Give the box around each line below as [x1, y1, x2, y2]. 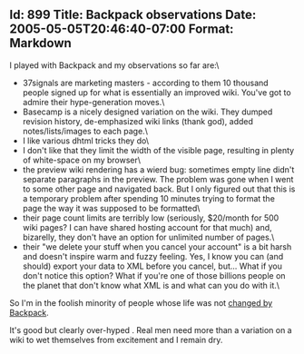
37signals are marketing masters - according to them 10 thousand [22, 77, 270, 88]
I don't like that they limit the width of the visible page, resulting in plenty [22, 144, 295, 155]
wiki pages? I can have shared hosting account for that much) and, [22, 221, 272, 232]
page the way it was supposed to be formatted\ [22, 202, 201, 213]
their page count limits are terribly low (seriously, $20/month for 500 [22, 212, 279, 223]
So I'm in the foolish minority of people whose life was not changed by [9, 297, 273, 308]
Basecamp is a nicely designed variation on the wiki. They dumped [22, 106, 273, 117]
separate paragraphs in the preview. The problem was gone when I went [22, 173, 294, 184]
